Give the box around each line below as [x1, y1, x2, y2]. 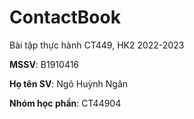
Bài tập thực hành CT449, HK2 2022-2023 [9, 39, 185, 51]
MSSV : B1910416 [9, 58, 80, 70]
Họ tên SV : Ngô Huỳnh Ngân [9, 77, 129, 90]
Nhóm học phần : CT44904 [9, 97, 122, 109]
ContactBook [9, 6, 121, 29]
